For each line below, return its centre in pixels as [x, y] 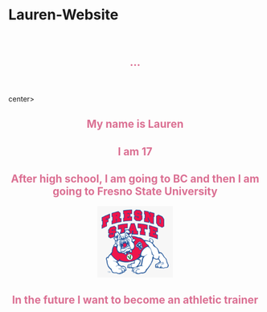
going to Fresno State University [135, 191]
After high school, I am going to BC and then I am [135, 179]
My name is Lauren [135, 124]
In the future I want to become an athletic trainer [135, 300]
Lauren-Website [64, 15]
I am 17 [135, 152]
